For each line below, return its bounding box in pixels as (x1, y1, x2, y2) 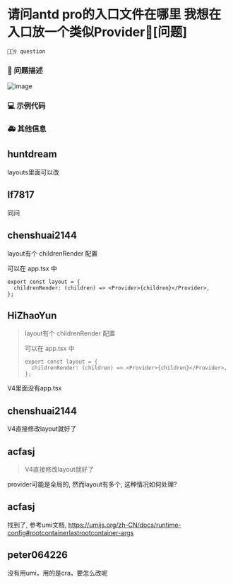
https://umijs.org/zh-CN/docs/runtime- (68, 520, 181, 529)
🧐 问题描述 (7, 65, 44, 75)
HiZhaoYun (7, 309, 57, 321)
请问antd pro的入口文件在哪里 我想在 (7, 6, 222, 23)
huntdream (7, 148, 58, 160)
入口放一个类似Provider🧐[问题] (7, 24, 188, 40)
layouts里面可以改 (7, 167, 60, 177)
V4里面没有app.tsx (7, 384, 62, 393)
